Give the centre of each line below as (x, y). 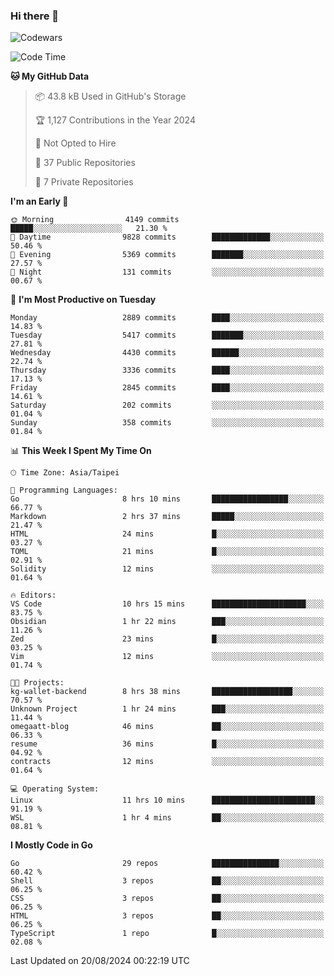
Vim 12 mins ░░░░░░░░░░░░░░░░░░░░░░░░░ (167, 657)
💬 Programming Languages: (64, 490)
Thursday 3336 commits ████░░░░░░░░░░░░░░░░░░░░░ (167, 370)
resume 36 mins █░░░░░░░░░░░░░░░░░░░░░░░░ (167, 744)
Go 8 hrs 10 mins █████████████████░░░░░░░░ (167, 499)
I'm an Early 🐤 (39, 201)
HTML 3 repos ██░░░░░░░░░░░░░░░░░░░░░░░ (167, 916)
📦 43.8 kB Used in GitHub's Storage (110, 96)
